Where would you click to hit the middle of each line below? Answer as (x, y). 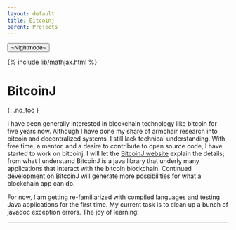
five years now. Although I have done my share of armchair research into (112, 132)
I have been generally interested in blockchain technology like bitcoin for (112, 124)
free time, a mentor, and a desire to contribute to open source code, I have (115, 146)
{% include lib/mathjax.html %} (52, 62)
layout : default (31, 14)
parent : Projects (33, 27)
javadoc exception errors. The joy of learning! (73, 212)
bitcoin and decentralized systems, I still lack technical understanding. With (116, 139)
